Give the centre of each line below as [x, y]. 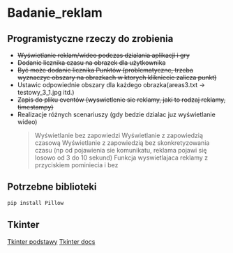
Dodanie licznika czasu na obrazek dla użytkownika [91, 63]
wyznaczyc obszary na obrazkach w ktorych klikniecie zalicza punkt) [117, 77]
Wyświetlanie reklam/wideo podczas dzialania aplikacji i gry [104, 55]
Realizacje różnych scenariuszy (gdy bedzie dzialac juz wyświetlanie [116, 114]
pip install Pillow [36, 203]
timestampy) [35, 107]
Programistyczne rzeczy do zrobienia [90, 39]
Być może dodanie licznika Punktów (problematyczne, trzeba [105, 70]
